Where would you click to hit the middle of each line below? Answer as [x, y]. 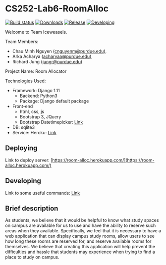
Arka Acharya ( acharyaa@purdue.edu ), [53, 56]
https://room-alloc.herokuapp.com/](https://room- [103, 160]
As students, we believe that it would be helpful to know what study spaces [82, 220]
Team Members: [22, 41]
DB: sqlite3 [24, 127]
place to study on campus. [32, 257]
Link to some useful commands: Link [43, 193]
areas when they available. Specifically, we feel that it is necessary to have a [83, 231]
